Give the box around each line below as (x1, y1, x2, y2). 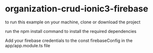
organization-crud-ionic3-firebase (5, 3, 149, 14)
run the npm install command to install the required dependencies (5, 28, 137, 34)
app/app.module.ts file (5, 42, 51, 48)
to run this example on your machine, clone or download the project (5, 19, 141, 25)
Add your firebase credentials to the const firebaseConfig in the (5, 37, 133, 43)
